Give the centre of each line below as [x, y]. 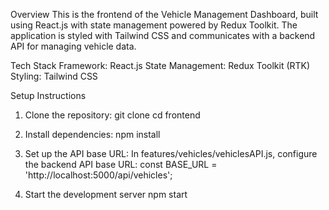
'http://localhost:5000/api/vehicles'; [98, 175]
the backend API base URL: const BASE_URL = [121, 164]
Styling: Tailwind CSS [54, 76]
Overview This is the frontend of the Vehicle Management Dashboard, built [164, 14]
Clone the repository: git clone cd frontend [112, 115]
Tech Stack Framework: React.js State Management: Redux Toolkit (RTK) [160, 65]
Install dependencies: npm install [92, 134]
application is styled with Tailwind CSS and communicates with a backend [163, 35]
